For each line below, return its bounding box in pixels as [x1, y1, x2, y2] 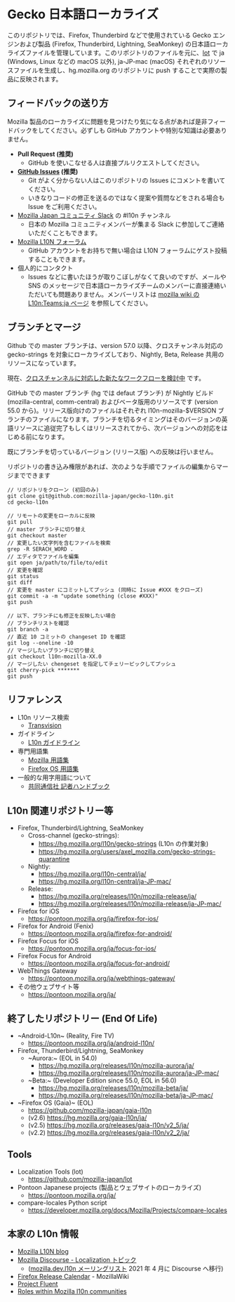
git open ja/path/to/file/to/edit [7, 559, 109, 566]
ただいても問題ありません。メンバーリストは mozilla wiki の [27, 290, 200, 298]
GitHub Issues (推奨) [17, 167, 79, 175]
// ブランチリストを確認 [7, 619, 69, 626]
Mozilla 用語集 [27, 756, 69, 765]
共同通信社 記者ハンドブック [27, 782, 110, 791]
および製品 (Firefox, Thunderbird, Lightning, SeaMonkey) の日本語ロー [19, 39, 222, 48]
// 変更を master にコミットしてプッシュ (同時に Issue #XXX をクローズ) [7, 586, 203, 593]
